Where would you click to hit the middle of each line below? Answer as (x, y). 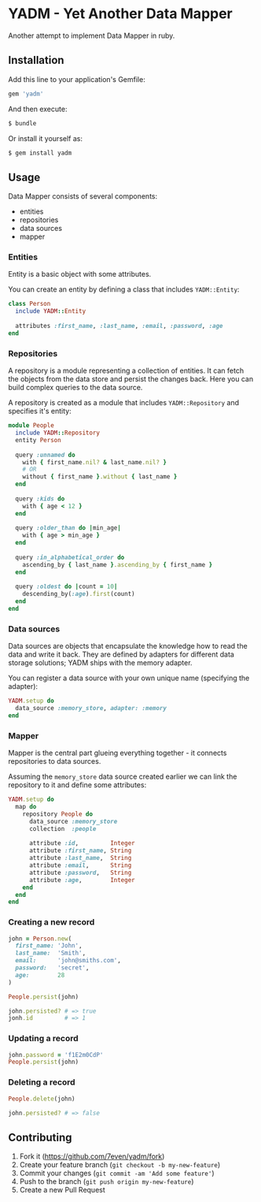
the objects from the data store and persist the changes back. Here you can (131, 379)
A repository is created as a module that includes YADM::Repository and (124, 403)
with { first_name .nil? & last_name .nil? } (95, 462)
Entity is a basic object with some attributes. (80, 274)
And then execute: (38, 109)
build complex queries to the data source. (75, 388)
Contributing (40, 1137)
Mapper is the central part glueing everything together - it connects (118, 753)
